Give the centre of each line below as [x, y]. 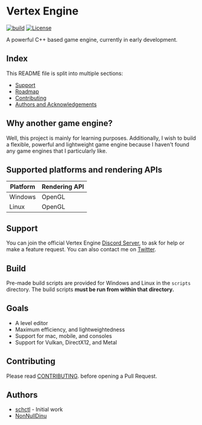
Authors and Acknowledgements [56, 104]
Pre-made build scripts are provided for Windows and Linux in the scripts [99, 283]
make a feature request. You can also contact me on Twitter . [81, 249]
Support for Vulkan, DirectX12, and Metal [66, 342]
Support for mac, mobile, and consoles [64, 336]
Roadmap [27, 91]
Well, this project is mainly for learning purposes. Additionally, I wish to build [101, 138]
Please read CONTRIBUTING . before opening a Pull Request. [82, 376]
